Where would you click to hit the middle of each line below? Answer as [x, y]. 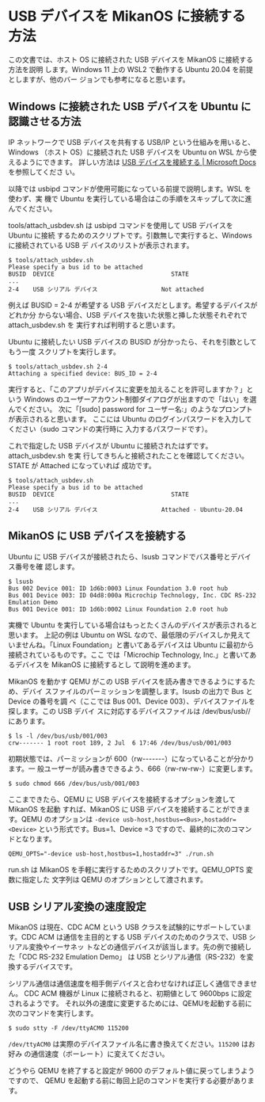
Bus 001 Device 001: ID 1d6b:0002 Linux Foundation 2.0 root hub [118, 609]
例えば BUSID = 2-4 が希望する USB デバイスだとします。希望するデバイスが [133, 305]
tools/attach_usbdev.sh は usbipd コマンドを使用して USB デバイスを [121, 225]
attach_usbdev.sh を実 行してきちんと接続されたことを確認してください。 [129, 456]
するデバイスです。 [46, 967]
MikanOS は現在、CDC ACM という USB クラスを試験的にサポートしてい [127, 927]
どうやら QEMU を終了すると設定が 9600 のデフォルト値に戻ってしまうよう [132, 1071]
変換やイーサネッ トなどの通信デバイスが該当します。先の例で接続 [137, 947]
